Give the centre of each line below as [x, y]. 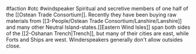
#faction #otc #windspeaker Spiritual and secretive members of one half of [97, 9]
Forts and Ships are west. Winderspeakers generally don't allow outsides [94, 40]
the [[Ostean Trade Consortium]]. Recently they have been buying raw [92, 15]
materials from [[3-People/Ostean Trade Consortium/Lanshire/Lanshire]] [94, 21]
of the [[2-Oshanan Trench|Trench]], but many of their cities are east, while [98, 33]
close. [14, 46]
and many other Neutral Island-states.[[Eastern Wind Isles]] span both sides [98, 27]
